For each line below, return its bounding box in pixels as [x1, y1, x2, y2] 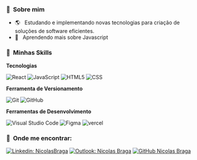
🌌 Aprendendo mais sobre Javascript [14, 34, 108, 41]
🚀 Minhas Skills [6, 48, 52, 57]
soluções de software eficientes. [14, 28, 95, 35]
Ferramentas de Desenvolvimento [6, 107, 92, 115]
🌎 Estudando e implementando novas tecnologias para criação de [14, 19, 180, 26]
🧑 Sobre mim [6, 5, 45, 14]
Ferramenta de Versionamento [6, 85, 83, 92]
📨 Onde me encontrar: [6, 134, 72, 142]
